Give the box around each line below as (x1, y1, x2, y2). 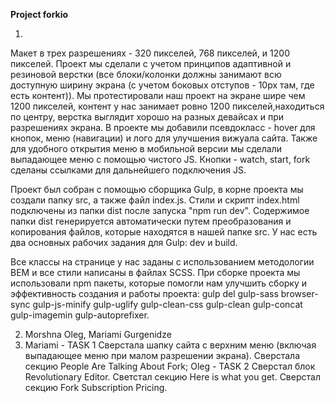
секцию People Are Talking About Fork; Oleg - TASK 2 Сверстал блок (24, 360, 316, 372)
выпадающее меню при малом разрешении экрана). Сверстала (24, 350, 300, 361)
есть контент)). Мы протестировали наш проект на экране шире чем (10, 90, 306, 101)
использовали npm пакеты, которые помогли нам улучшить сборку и (10, 277, 308, 289)
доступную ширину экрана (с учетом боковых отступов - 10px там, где (10, 79, 315, 91)
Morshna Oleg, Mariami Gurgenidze (24, 329, 172, 340)
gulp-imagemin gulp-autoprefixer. (10, 309, 150, 321)
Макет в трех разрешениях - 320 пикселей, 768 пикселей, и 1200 (10, 47, 290, 59)
